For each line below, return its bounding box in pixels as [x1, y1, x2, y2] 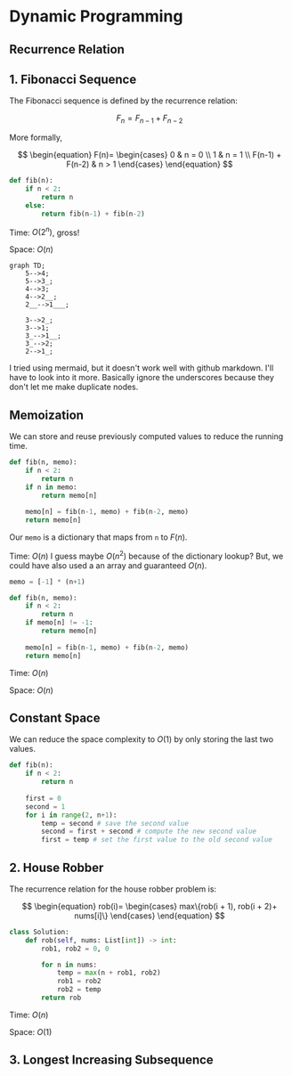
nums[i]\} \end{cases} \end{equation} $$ [74, 910, 225, 921]
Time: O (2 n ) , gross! [9, 225, 80, 238]
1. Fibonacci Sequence [9, 71, 137, 86]
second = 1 [25, 802, 66, 811]
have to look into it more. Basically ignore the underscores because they [9, 372, 274, 383]
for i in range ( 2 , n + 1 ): [25, 811, 118, 819]
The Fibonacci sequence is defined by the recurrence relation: [9, 95, 239, 106]
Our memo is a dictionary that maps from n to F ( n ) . [9, 532, 188, 542]
